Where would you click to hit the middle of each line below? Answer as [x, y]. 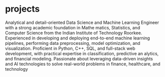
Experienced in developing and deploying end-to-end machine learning [78, 38]
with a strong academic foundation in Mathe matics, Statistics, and [73, 27]
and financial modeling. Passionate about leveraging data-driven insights [79, 58]
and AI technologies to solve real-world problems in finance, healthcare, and [83, 64]
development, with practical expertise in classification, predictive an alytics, [82, 53]
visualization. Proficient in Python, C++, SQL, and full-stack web [70, 48]
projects [23, 9]
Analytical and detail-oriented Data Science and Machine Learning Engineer [82, 22]
